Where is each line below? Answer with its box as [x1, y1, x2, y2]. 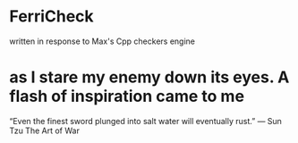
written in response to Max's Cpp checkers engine [9, 36, 195, 46]
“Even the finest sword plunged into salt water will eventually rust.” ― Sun [9, 115, 282, 126]
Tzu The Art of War [9, 125, 81, 136]
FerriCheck [9, 6, 94, 27]
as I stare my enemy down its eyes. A [9, 67, 290, 88]
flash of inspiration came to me [9, 87, 244, 106]
